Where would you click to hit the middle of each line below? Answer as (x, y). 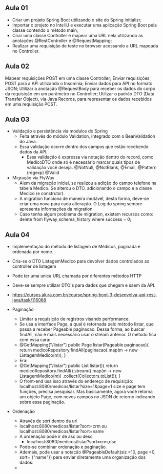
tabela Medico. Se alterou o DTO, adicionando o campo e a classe (86, 188)
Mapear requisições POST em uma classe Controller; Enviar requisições (77, 78)
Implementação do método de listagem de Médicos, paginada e (76, 247)
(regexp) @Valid (43, 172)
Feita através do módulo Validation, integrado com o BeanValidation (87, 136)
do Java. (28, 142)
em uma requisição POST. (31, 104)
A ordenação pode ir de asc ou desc (56, 436)
